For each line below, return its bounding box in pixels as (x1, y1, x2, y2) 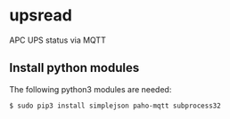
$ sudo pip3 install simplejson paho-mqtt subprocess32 (9, 101, 221, 110)
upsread (9, 5, 73, 26)
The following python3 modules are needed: (9, 83, 172, 94)
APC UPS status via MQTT (9, 35, 107, 45)
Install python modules (9, 60, 140, 75)
